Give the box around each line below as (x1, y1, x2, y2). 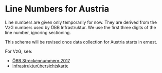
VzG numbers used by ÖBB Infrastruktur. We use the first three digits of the (5, 24, 157, 30)
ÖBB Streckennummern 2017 (12, 58, 71, 63)
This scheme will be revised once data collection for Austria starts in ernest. (5, 39, 157, 44)
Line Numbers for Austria (5, 3, 109, 15)
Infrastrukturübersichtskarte (12, 63, 69, 69)
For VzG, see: (5, 48, 33, 54)
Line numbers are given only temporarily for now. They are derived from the (5, 19, 157, 25)
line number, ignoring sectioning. (5, 29, 71, 35)
